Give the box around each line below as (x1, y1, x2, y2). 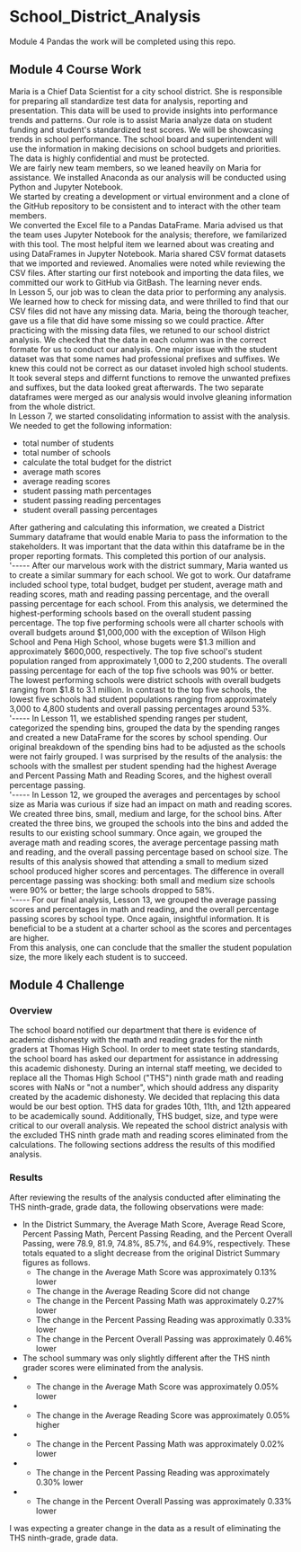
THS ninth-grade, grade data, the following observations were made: (9, 1202, 265, 1212)
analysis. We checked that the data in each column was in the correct (9, 334, 267, 345)
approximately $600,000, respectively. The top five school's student (9, 645, 262, 657)
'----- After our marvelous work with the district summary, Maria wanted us (9, 560, 288, 571)
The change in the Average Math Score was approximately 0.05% (35, 1381, 279, 1392)
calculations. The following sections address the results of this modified (9, 1140, 276, 1150)
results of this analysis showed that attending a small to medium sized (9, 856, 269, 866)
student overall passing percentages (22, 504, 158, 515)
